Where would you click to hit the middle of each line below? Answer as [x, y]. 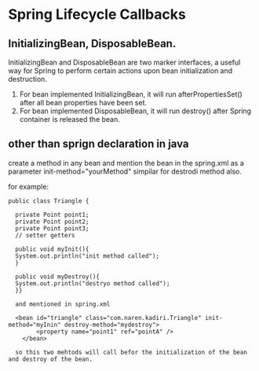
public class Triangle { [49, 201]
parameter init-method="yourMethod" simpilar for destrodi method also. [125, 171]
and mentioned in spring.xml [63, 304]
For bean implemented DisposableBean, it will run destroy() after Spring [135, 111]
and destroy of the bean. [50, 359]
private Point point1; [52, 215]
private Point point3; [52, 228]
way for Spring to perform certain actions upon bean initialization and [120, 71]
